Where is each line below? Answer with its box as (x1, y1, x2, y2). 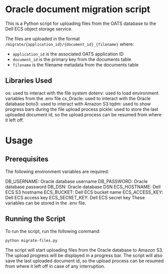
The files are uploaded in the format (5, 36, 80, 42)
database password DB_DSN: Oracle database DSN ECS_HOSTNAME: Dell (5, 184, 161, 190)
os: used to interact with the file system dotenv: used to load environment (5, 90, 159, 96)
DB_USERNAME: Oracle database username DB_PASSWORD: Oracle (5, 178, 148, 184)
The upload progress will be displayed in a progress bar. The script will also (5, 252, 163, 258)
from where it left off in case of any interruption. (5, 263, 105, 269)
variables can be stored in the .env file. (5, 200, 87, 206)
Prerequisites (5, 155, 49, 164)
